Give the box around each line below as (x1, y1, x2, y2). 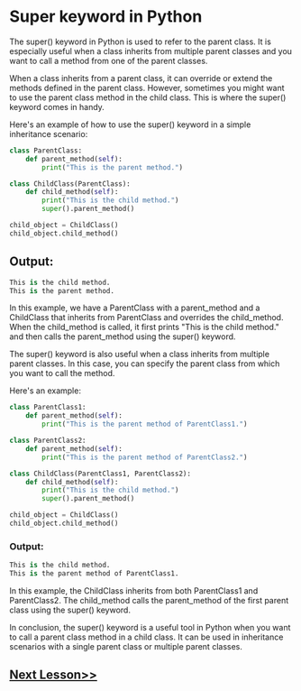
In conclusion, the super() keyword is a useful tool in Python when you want (9, 622, 291, 632)
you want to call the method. (9, 368, 115, 379)
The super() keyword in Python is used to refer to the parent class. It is (9, 36, 272, 47)
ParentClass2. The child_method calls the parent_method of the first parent (9, 594, 289, 605)
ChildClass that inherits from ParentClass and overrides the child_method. (9, 312, 284, 323)
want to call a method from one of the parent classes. (9, 55, 208, 66)
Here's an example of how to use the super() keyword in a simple (9, 119, 251, 130)
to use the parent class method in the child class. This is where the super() (9, 92, 287, 103)
